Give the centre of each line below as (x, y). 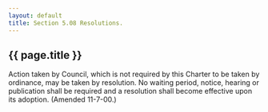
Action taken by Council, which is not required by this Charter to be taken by (134, 74)
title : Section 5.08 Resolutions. (66, 23)
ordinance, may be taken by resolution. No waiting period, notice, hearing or (134, 83)
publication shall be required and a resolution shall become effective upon (130, 91)
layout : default (35, 15)
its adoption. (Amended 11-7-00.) (63, 99)
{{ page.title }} (45, 55)
